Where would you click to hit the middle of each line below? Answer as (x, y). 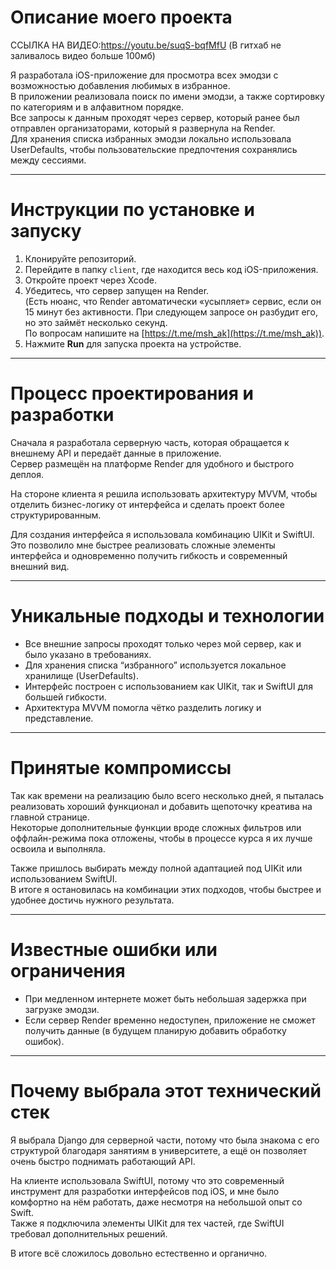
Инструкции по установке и (132, 210)
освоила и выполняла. (58, 848)
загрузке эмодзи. (62, 1009)
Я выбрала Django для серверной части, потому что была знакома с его (165, 1140)
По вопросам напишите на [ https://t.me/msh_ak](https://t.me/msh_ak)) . (174, 333)
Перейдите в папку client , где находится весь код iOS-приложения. (171, 269)
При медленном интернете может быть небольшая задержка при (165, 998)
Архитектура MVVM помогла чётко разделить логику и (143, 707)
